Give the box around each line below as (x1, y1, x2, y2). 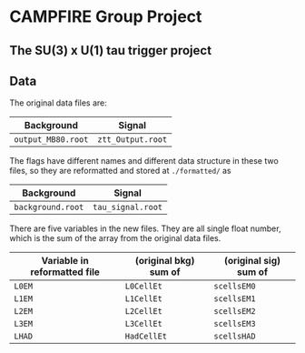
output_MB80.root (14, 135, 89, 145)
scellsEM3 (213, 318, 256, 329)
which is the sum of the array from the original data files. (9, 233, 221, 244)
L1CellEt (124, 294, 163, 304)
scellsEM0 (213, 281, 256, 292)
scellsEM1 (213, 294, 256, 304)
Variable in (41, 255, 89, 267)
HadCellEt (124, 331, 168, 342)
